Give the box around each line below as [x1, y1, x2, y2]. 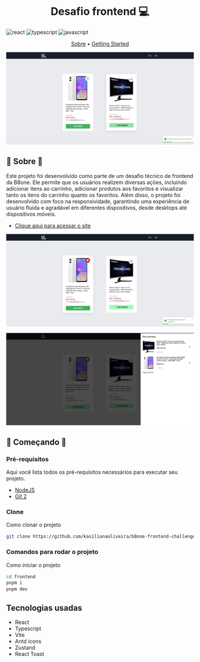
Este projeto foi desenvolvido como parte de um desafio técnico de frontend [6, 172, 193, 179]
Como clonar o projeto [6, 521, 61, 529]
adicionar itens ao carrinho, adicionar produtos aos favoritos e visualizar [6, 185, 183, 192]
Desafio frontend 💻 [50, 5, 150, 19]
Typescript [14, 625, 42, 632]
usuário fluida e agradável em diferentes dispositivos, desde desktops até [6, 204, 187, 211]
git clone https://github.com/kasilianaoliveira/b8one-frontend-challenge [6, 534, 196, 540]
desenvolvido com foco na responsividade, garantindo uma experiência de [6, 198, 189, 205]
